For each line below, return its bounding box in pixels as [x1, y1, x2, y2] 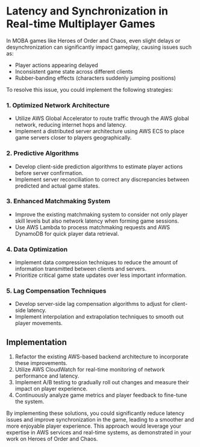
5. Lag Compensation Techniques [6, 287, 107, 295]
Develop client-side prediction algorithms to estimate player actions [14, 163, 183, 170]
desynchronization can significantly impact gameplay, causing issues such [6, 43, 192, 51]
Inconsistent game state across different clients [14, 68, 133, 75]
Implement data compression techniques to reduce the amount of [14, 259, 178, 266]
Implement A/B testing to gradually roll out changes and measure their [14, 379, 190, 386]
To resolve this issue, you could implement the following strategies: [6, 86, 173, 93]
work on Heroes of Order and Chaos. [6, 436, 98, 443]
